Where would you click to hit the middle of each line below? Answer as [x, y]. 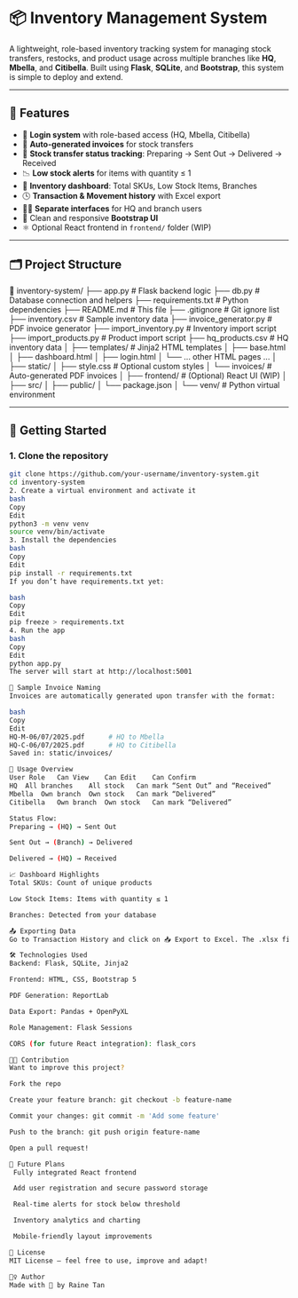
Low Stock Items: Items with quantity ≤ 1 [89, 898]
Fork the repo [35, 1084]
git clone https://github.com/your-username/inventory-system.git [134, 474]
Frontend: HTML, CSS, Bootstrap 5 [73, 980]
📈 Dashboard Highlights [55, 875]
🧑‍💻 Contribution [39, 1060]
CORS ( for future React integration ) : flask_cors [103, 1044]
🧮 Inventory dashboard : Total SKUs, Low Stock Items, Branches [139, 186]
